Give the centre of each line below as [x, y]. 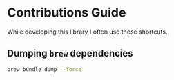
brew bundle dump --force [44, 69]
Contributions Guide [67, 13]
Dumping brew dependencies [70, 53]
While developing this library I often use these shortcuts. [87, 32]
